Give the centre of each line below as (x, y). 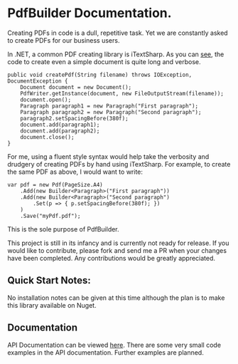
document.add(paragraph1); (60, 125)
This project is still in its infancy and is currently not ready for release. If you (118, 243)
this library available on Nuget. (52, 305)
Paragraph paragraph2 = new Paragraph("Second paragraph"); (111, 112)
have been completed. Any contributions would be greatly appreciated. (111, 258)
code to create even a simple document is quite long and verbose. (104, 61)
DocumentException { (38, 81)
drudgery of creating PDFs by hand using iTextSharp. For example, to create (119, 164)
